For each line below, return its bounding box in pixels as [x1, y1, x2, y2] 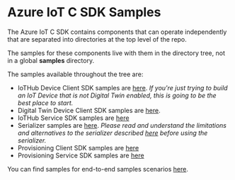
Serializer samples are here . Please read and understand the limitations [17, 121, 227, 129]
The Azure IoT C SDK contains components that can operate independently [7, 28, 227, 36]
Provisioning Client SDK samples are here [17, 143, 139, 152]
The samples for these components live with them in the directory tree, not [7, 49, 225, 57]
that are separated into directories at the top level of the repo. [7, 35, 188, 43]
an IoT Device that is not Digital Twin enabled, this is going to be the [17, 91, 217, 100]
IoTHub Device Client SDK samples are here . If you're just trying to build [17, 83, 228, 92]
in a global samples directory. [7, 56, 94, 64]
